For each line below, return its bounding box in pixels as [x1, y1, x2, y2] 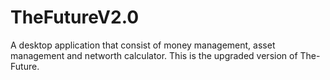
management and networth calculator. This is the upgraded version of [10, 49, 298, 61]
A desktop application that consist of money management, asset [10, 39, 276, 51]
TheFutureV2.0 [10, 6, 140, 29]
